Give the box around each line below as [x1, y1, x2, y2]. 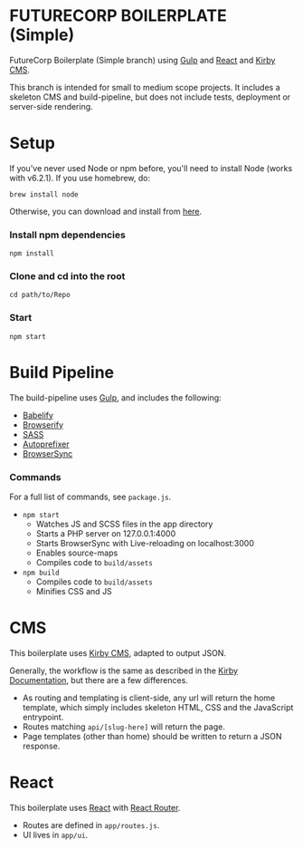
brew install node [9, 189, 79, 199]
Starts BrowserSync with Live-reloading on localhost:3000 [35, 538, 255, 548]
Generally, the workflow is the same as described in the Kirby [9, 665, 238, 676]
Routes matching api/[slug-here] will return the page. [22, 721, 226, 732]
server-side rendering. [9, 101, 93, 111]
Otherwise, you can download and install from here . [9, 206, 203, 217]
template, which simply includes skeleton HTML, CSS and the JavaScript [22, 701, 294, 712]
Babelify [22, 410, 54, 420]
